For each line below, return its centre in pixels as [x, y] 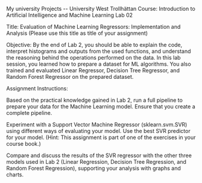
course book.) [24, 144]
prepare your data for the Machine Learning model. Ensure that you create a [101, 107]
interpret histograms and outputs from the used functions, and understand [99, 51]
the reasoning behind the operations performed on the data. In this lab [93, 57]
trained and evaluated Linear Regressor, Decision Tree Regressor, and [93, 70]
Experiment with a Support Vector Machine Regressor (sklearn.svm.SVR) [97, 125]
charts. [15, 175]
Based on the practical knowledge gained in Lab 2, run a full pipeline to [94, 100]
